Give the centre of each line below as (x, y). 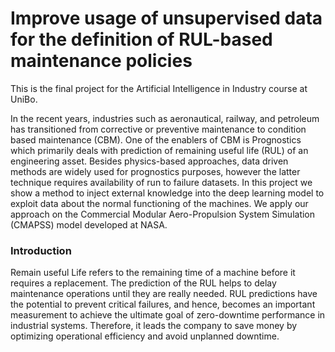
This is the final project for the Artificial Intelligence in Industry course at (159, 88)
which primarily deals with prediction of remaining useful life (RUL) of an (159, 150)
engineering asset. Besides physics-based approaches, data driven (149, 161)
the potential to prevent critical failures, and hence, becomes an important (163, 304)
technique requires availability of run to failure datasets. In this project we (161, 182)
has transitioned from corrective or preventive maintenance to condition (158, 129)
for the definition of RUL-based (141, 39)
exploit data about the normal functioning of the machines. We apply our (159, 203)
